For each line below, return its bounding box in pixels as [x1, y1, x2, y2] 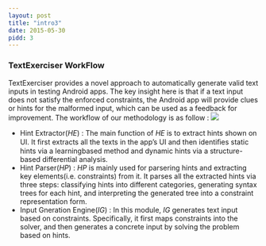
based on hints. [19, 230, 71, 240]
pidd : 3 [8, 33, 34, 42]
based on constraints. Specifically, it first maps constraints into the [19, 213, 238, 223]
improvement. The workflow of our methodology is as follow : [8, 113, 210, 122]
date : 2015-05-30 [8, 26, 66, 34]
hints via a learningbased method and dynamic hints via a [19, 146, 209, 156]
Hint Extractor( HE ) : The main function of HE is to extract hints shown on [19, 128, 257, 137]
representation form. [19, 196, 87, 206]
